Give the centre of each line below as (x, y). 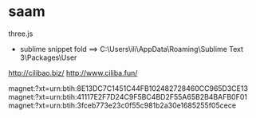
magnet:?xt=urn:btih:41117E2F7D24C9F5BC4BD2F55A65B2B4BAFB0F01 (128, 96)
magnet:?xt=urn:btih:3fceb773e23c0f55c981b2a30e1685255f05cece (122, 105)
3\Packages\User (48, 57)
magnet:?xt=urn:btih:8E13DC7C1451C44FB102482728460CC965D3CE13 (128, 88)
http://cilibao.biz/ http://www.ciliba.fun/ (73, 73)
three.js (21, 33)
